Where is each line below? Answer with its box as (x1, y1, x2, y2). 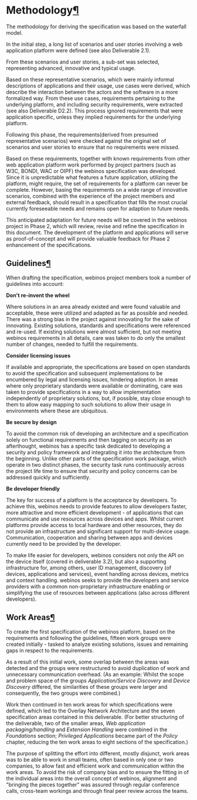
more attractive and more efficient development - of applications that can (6, 509, 184, 516)
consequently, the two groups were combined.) (6, 689, 121, 696)
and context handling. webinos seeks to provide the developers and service (6, 576, 189, 584)
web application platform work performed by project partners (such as (6, 161, 176, 168)
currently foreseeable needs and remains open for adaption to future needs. (6, 205, 190, 212)
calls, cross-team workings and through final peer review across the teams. (6, 787, 189, 794)
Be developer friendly (6, 485, 60, 492)
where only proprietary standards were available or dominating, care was (6, 382, 183, 389)
